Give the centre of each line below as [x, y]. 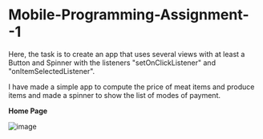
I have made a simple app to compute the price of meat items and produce [131, 87]
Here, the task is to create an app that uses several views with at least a [127, 54]
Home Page [28, 111]
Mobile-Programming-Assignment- [129, 15]
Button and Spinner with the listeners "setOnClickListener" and [112, 63]
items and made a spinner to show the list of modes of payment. [115, 95]
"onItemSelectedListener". [52, 71]
